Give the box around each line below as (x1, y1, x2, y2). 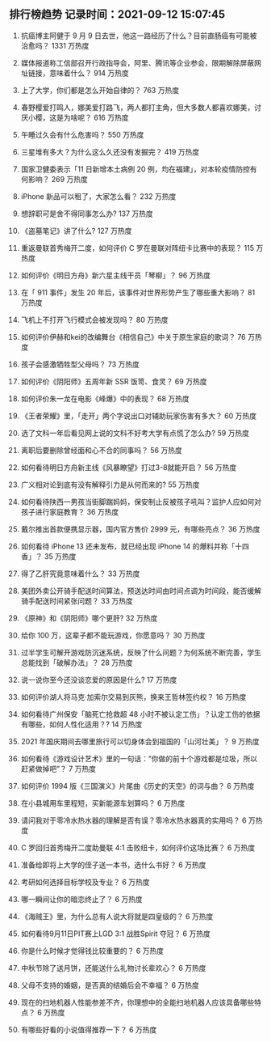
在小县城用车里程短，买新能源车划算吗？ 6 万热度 (20, 798, 186, 807)
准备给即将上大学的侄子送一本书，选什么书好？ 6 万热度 (20, 860, 206, 870)
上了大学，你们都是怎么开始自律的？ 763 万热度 (20, 85, 180, 95)
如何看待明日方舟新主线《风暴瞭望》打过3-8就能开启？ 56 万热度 (20, 462, 237, 472)
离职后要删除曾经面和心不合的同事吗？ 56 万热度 (20, 445, 182, 455)
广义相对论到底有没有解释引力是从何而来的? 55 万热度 (20, 480, 200, 489)
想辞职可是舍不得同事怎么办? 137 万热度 (20, 209, 154, 218)
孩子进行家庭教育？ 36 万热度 (20, 506, 119, 516)
